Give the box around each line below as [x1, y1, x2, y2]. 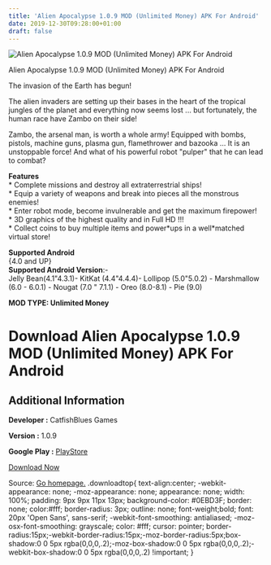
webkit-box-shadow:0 [8, 547, 83, 558]
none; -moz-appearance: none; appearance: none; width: [52, 487, 245, 497]
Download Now [8, 462, 60, 472]
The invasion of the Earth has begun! [8, 81, 132, 90]
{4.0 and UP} [8, 256, 52, 266]
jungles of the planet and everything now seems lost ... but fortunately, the [8, 105, 257, 115]
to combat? [8, 155, 46, 165]
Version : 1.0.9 [8, 431, 57, 440]
